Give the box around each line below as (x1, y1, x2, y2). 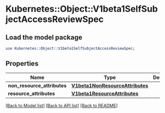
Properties (5, 59, 39, 68)
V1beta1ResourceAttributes (71, 90, 139, 97)
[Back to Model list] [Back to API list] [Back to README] (5, 102, 118, 108)
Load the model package (5, 33, 83, 41)
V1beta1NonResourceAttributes (71, 82, 148, 89)
